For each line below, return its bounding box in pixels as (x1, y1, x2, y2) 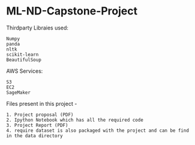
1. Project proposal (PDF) (6, 111, 74, 118)
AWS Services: (6, 67, 43, 75)
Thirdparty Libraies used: (6, 24, 69, 31)
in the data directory (6, 132, 63, 139)
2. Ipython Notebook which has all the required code (6, 117, 144, 123)
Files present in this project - (6, 100, 77, 107)
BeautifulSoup (6, 57, 42, 63)
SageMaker (6, 89, 31, 96)
